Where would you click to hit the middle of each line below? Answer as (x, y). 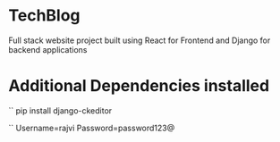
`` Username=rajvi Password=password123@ (92, 128)
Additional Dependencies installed (139, 86)
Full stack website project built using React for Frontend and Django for (140, 40)
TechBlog (45, 16)
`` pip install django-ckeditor (60, 110)
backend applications (48, 49)
